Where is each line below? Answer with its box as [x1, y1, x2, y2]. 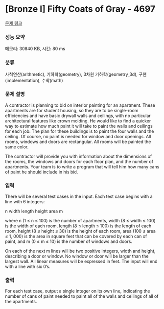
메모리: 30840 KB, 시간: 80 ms [5, 46, 65, 52]
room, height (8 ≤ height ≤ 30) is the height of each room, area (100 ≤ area [5, 228, 156, 234]
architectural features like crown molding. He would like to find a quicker [5, 118, 151, 123]
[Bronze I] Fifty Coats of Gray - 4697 [5, 3, 156, 15]
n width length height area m [5, 208, 63, 214]
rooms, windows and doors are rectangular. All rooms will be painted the [5, 139, 151, 144]
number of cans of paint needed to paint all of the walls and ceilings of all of [5, 293, 159, 299]
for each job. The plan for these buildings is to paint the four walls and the [5, 128, 154, 134]
